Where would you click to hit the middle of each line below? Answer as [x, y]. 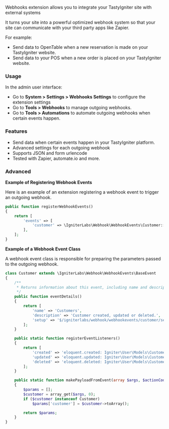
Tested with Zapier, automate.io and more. [56, 158]
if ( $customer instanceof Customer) [62, 399]
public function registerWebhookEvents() [49, 206]
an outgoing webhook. [28, 197]
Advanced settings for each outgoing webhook [61, 147]
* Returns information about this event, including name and [82, 287]
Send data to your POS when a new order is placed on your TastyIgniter [87, 58]
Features [16, 131]
